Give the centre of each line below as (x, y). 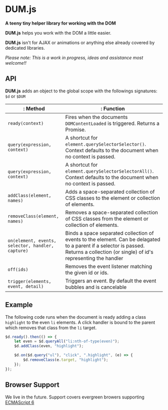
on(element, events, (32, 240)
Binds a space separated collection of (109, 233)
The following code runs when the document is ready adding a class (76, 317)
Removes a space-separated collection (112, 212)
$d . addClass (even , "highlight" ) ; (49, 346)
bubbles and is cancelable (96, 287)
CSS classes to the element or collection (112, 198)
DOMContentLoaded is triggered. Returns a (112, 123)
